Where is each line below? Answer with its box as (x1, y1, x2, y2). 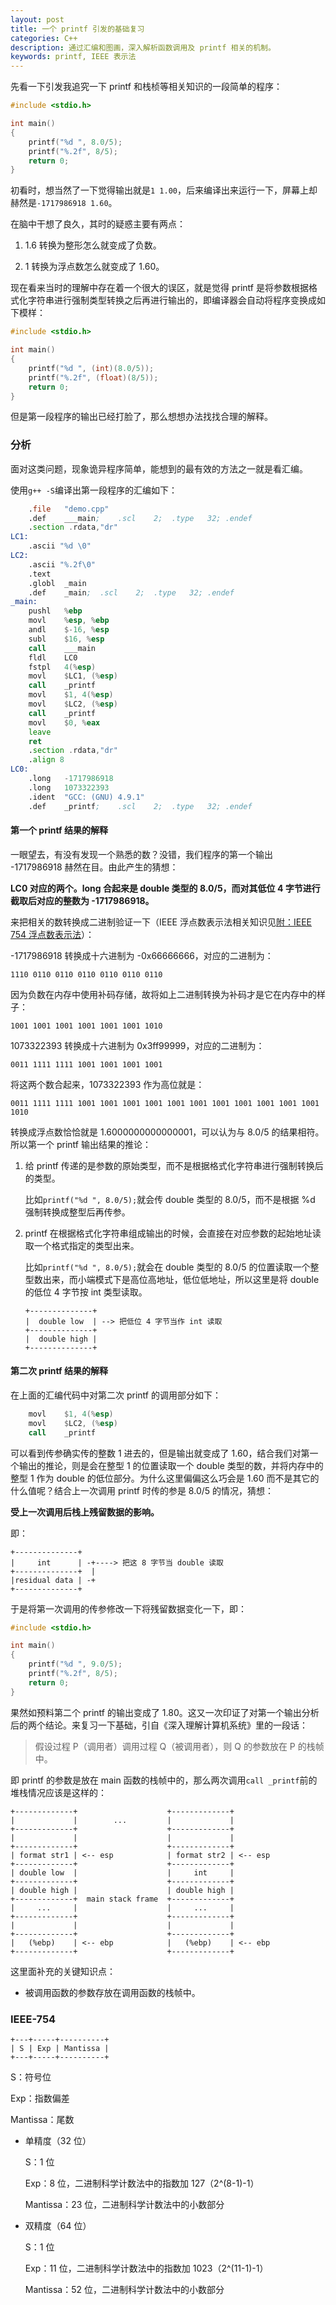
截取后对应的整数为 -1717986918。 (10, 894, 155, 906)
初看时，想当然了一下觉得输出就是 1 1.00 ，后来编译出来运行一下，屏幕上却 (10, 184, 318, 196)
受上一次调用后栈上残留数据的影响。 (10, 1506, 160, 1518)
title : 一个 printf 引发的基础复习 (10, 24, 145, 34)
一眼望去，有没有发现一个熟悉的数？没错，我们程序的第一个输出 (10, 848, 273, 860)
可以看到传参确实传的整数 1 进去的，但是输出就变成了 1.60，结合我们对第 (10, 1447, 310, 1459)
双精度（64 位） (24, 2220, 92, 2231)
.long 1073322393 (28, 782, 110, 793)
